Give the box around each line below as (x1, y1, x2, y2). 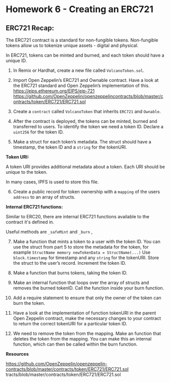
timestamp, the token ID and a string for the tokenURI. (13, 144, 127, 150)
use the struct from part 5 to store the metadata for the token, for (13, 244, 149, 250)
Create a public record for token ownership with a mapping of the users (13, 188, 160, 195)
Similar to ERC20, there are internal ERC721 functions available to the (6, 214, 150, 219)
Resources (6, 351, 29, 357)
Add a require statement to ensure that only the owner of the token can (13, 295, 161, 301)
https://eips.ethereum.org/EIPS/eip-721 (13, 88, 95, 94)
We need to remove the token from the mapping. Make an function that (13, 330, 161, 337)
